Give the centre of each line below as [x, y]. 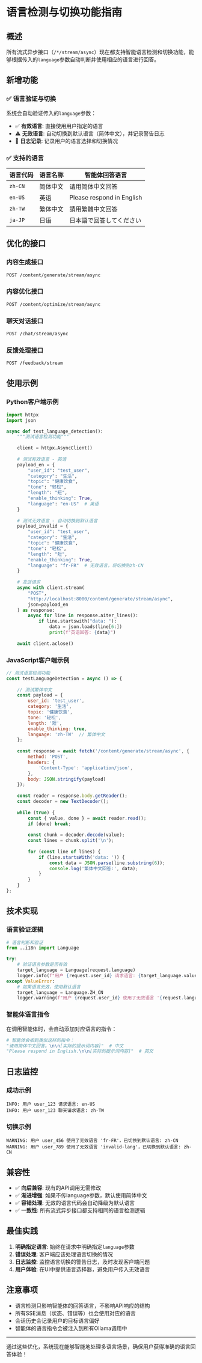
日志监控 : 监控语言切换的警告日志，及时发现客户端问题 [82, 1261]
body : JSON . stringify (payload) [67, 779]
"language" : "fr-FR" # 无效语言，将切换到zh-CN [86, 566]
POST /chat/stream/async [37, 334]
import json [21, 420]
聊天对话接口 [25, 321]
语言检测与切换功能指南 [64, 12]
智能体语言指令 [28, 1014]
